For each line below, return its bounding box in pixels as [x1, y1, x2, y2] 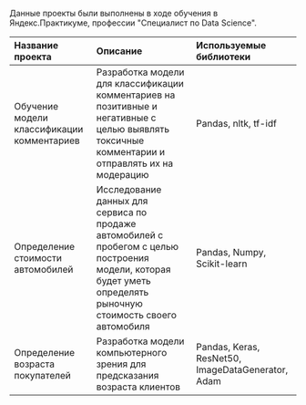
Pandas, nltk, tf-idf [195, 118, 278, 130]
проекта [14, 50, 52, 63]
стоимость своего [96, 309, 178, 321]
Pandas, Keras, [195, 341, 260, 353]
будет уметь [96, 275, 152, 286]
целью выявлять [96, 123, 170, 135]
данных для [96, 195, 148, 207]
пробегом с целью [96, 241, 179, 253]
